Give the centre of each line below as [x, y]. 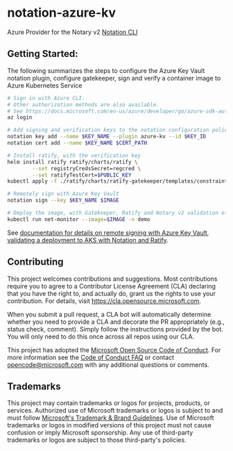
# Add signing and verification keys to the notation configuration [108, 130]
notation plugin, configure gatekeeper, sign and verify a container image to [114, 78]
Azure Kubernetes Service [45, 85]
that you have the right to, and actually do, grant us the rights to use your [112, 293]
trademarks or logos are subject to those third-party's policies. [97, 440]
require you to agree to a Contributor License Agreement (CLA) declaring [112, 286]
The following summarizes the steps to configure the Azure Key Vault [106, 70]
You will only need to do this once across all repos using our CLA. [101, 336]
